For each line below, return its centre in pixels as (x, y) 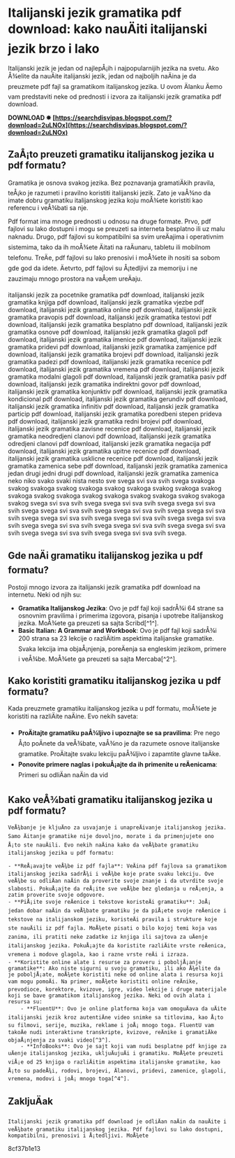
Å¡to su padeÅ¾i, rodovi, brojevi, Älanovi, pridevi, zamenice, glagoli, (117, 1071)
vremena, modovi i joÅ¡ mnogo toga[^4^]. (69, 1079)
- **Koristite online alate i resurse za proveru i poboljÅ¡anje (105, 963)
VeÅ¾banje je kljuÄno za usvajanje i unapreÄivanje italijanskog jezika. (117, 828)
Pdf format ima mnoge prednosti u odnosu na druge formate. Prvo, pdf (109, 221)
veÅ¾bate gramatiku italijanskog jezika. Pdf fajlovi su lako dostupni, (116, 1129)
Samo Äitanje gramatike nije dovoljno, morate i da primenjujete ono (111, 837)
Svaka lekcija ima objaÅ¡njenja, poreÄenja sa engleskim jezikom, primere (122, 648)
